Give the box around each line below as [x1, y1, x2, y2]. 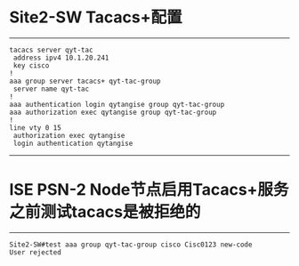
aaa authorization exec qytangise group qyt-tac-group [9, 108, 217, 117]
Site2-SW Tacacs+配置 [9, 7, 182, 28]
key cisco [12, 60, 50, 70]
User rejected [9, 247, 62, 257]
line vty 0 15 [9, 123, 62, 133]
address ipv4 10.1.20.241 [12, 53, 109, 62]
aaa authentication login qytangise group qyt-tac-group [9, 100, 225, 109]
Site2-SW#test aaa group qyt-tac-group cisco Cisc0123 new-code [9, 240, 253, 249]
